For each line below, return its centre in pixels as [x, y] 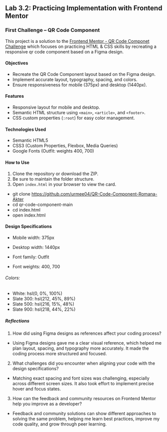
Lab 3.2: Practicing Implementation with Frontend [84, 8]
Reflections [17, 321]
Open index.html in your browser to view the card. [64, 184]
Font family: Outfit [31, 257]
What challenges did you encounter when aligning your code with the [84, 363]
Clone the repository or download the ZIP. [55, 174]
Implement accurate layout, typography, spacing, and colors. [75, 79]
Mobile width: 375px [33, 237]
